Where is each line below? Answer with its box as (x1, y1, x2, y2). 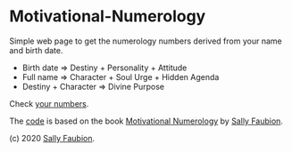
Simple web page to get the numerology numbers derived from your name (9, 36, 283, 46)
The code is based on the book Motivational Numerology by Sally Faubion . (9, 116, 284, 126)
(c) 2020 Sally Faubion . (9, 132, 96, 143)
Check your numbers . (9, 98, 89, 108)
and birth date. (9, 44, 63, 55)
